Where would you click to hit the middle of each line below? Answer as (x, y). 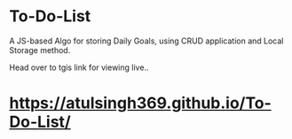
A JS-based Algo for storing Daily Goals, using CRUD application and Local (146, 41)
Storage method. (40, 50)
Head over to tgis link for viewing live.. (79, 67)
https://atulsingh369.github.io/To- (141, 103)
